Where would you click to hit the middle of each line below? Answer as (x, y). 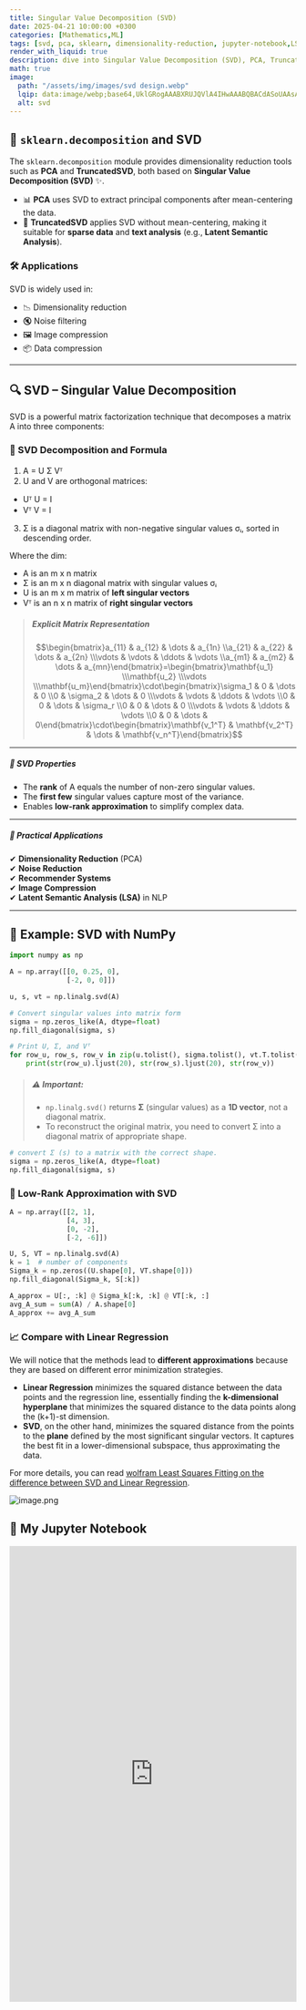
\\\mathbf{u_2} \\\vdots (164, 676)
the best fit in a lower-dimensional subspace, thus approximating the (151, 1445)
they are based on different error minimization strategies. (117, 1369)
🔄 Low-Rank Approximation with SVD (93, 1193)
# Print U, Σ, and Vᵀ (51, 1046)
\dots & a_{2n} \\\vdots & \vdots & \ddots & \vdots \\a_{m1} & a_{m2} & (164, 656)
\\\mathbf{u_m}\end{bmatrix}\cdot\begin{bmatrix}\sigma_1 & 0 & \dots (164, 685)
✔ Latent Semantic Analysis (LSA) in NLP (89, 897)
